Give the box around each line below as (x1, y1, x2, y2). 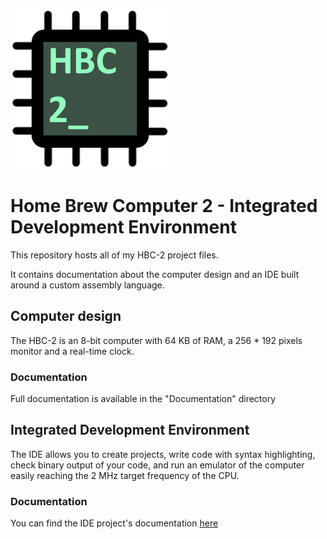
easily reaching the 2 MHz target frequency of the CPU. (10, 469, 240, 481)
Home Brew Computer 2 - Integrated (10, 195, 318, 218)
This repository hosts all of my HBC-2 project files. (10, 249, 219, 261)
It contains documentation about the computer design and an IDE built (10, 268, 300, 280)
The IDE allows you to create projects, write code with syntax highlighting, (10, 448, 316, 460)
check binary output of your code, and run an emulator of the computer (10, 459, 305, 471)
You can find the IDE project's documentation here (10, 517, 219, 529)
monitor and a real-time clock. (10, 345, 135, 357)
